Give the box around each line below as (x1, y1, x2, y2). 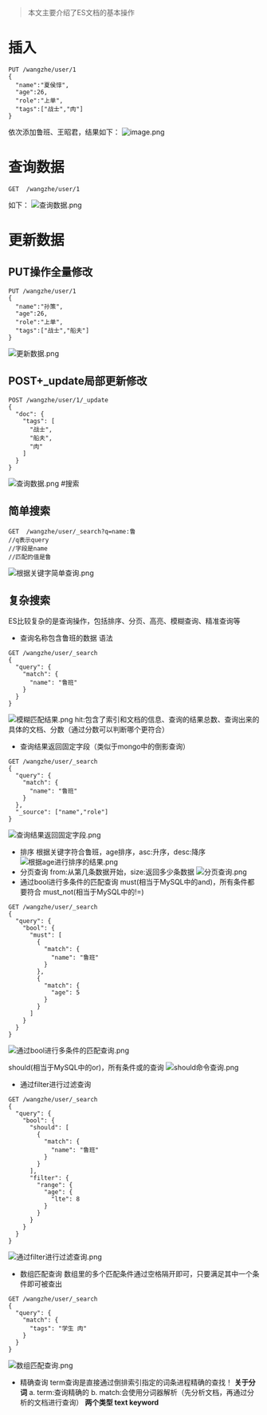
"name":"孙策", (15, 302, 64, 310)
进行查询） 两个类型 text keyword (47, 1397, 159, 1407)
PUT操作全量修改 (8, 266, 93, 279)
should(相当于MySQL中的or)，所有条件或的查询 (8, 1063, 165, 1073)
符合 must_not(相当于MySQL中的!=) (26, 887, 145, 897)
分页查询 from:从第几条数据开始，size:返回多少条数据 (19, 867, 195, 877)
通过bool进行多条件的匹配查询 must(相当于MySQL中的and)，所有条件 (19, 877, 249, 887)
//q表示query (8, 536, 49, 544)
